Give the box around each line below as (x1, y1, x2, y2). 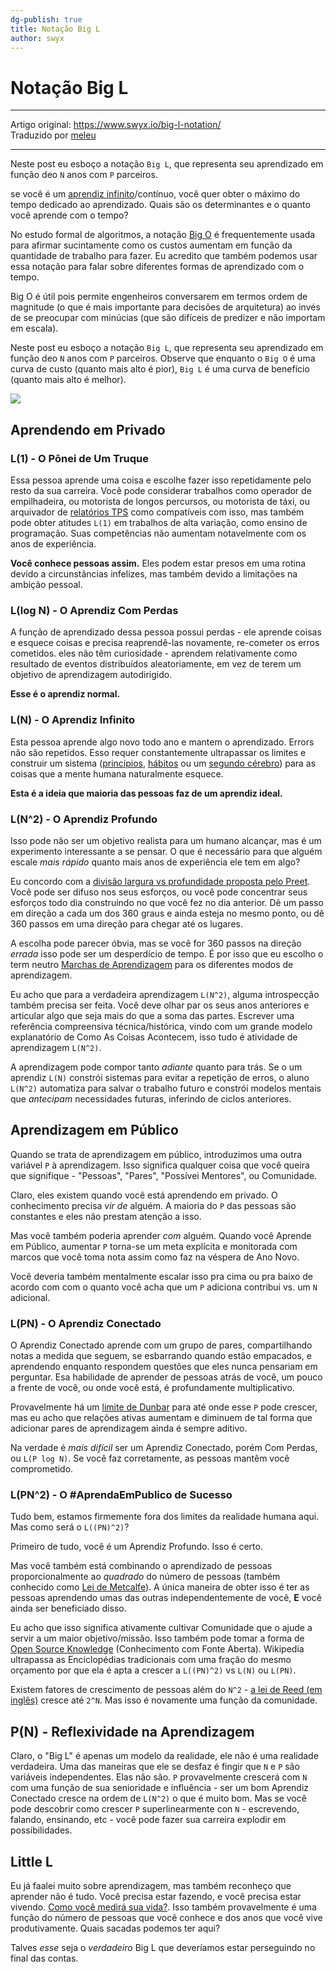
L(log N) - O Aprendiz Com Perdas (10, 603, 179, 617)
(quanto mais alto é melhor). (10, 374, 127, 386)
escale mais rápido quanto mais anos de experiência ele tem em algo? (10, 856, 301, 868)
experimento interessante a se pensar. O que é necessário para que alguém (10, 845, 323, 857)
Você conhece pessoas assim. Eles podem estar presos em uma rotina (10, 557, 307, 569)
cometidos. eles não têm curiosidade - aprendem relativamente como (10, 647, 298, 660)
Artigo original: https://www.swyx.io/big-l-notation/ (10, 119, 222, 131)
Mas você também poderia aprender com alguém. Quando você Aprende (10, 1229, 312, 1241)
